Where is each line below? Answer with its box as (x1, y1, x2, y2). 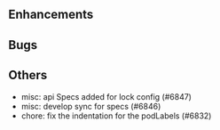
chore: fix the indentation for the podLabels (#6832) (20, 110, 212, 121)
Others (8, 68, 48, 83)
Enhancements (8, 7, 94, 22)
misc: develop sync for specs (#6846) (20, 101, 161, 111)
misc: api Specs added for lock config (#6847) (20, 91, 192, 102)
